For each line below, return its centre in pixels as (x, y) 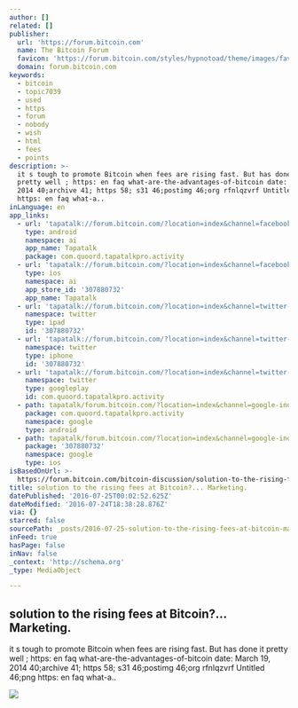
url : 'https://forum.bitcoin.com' (81, 42)
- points (33, 157)
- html (29, 141)
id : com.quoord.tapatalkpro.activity (95, 397)
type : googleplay (57, 389)
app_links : (29, 215)
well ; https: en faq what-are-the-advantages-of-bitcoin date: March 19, (140, 658)
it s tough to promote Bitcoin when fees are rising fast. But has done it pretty (149, 649)
